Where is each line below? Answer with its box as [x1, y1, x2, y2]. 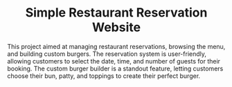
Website [92, 19, 141, 35]
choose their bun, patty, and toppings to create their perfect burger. [7, 71, 201, 80]
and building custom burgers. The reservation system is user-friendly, [7, 50, 206, 58]
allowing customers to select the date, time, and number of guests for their [7, 57, 220, 65]
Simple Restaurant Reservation [25, 5, 208, 21]
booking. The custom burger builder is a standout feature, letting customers [7, 64, 224, 72]
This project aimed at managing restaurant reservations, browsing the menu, [7, 42, 226, 50]
